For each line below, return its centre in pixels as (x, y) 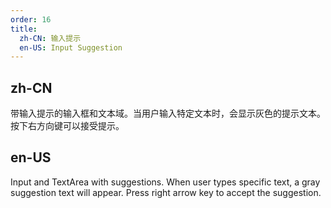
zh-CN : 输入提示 (50, 38)
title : (24, 29)
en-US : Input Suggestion (71, 47)
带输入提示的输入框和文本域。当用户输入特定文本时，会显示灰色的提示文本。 (168, 113)
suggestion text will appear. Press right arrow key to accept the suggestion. (166, 192)
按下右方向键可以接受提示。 (67, 126)
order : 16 (31, 19)
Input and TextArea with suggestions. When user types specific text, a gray (165, 182)
